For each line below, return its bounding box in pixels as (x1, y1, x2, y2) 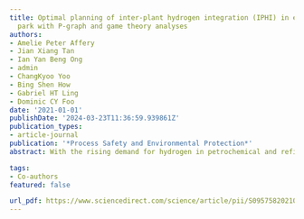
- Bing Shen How (9, 80, 71, 89)
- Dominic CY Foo (9, 96, 75, 106)
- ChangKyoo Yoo (9, 72, 71, 81)
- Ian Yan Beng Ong (9, 55, 83, 64)
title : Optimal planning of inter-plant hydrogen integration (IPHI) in (9, 13, 290, 23)
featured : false (9, 180, 71, 189)
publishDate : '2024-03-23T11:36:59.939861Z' (9, 114, 180, 123)
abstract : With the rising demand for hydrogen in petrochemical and (9, 147, 278, 156)
